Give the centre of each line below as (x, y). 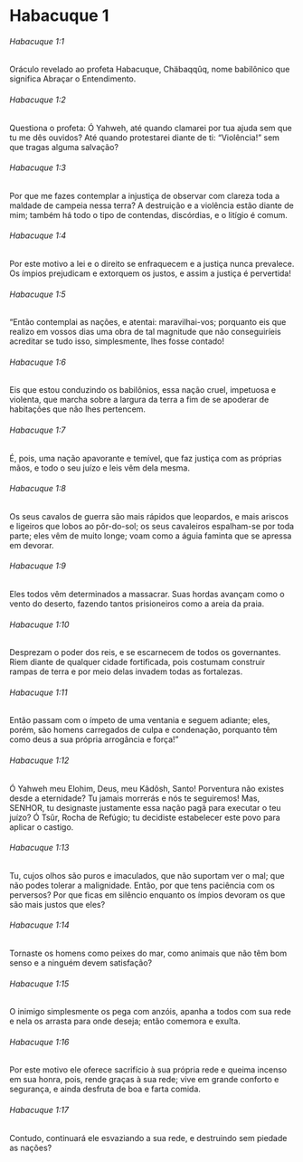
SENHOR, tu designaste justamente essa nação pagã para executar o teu (146, 807)
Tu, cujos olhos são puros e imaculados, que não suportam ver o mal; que (147, 875)
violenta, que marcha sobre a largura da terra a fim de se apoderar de (139, 400)
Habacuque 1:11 (38, 692)
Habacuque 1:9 (38, 566)
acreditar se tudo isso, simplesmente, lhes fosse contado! (117, 341)
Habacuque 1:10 (39, 624)
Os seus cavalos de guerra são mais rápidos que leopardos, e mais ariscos (149, 516)
